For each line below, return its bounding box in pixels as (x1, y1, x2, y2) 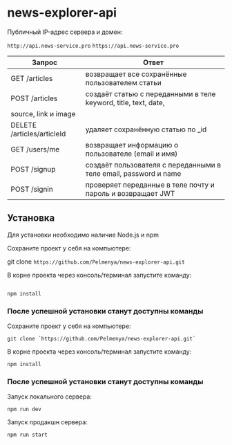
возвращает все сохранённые (85, 69, 187, 79)
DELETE (10, 120, 37, 129)
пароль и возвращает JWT (85, 188, 175, 198)
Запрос (32, 57, 57, 67)
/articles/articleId (10, 129, 66, 138)
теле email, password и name (85, 168, 182, 178)
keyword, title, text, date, (85, 98, 165, 107)
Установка (7, 212, 55, 224)
